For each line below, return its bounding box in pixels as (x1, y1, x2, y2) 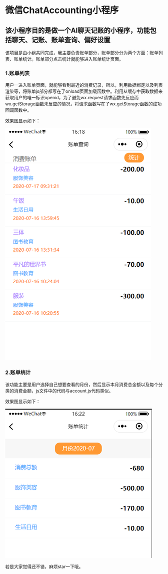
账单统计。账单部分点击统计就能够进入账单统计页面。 (13, 56, 123, 62)
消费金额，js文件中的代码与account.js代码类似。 (13, 388, 113, 394)
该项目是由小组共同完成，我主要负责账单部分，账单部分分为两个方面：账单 (5, 50, 158, 56)
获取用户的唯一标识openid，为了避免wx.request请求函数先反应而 (5, 95, 139, 101)
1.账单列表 (5, 70, 30, 77)
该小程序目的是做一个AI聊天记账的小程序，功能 (5, 26, 150, 35)
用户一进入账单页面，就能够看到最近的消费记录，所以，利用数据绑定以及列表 (5, 82, 163, 88)
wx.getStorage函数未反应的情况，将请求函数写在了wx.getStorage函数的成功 (5, 101, 162, 107)
